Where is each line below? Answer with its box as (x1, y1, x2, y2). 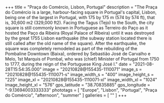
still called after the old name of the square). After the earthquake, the (5, 41, 146, 46)
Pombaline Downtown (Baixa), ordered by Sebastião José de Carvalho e (5, 51, 151, 57)
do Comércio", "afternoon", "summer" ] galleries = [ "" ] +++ (5, 92, 127, 98)
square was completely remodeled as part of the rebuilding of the (5, 46, 138, 51)
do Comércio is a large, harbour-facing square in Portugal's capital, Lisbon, (5, 9, 157, 15)
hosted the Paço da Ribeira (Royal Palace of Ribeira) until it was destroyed (5, 30, 155, 36)
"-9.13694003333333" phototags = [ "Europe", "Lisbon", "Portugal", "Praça (5, 87, 158, 93)
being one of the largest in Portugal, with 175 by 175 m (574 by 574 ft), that (5, 15, 155, 20)
